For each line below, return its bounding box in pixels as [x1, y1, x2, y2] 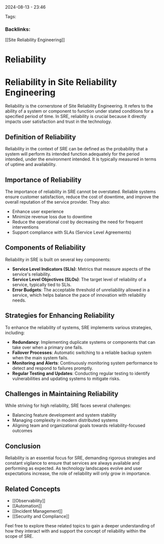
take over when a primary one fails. [12, 344, 83, 350]
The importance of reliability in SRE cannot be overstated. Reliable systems [5, 189, 156, 195]
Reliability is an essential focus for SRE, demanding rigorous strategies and [5, 455, 156, 461]
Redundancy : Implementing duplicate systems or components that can [12, 339, 155, 345]
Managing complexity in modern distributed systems [12, 417, 118, 423]
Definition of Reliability [5, 133, 76, 141]
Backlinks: [5, 25, 31, 32]
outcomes [12, 428, 33, 434]
